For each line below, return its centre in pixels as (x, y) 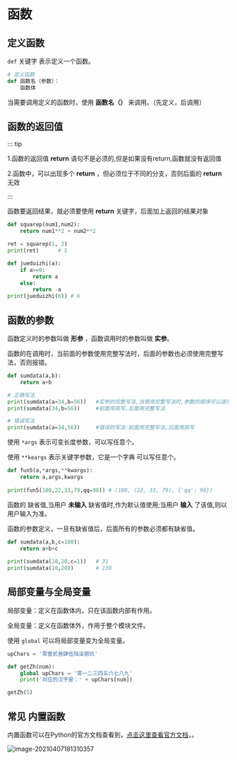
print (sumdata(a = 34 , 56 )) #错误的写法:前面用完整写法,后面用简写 (101, 428)
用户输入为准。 (29, 513)
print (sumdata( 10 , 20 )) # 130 (60, 568)
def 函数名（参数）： (34, 81)
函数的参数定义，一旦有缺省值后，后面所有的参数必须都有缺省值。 (103, 529)
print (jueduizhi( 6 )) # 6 (44, 296)
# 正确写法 (21, 395)
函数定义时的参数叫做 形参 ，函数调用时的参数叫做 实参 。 (90, 338)
